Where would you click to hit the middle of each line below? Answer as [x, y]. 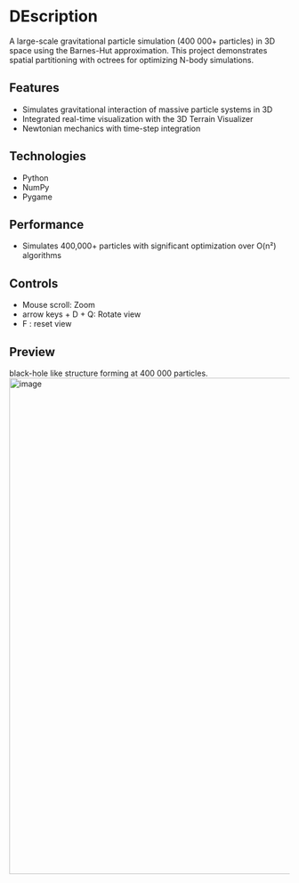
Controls [34, 284]
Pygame [37, 197]
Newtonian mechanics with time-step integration [111, 128]
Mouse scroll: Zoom [59, 305]
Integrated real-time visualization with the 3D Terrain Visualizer [137, 118]
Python [35, 178]
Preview [32, 352]
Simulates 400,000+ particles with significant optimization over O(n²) [149, 246]
